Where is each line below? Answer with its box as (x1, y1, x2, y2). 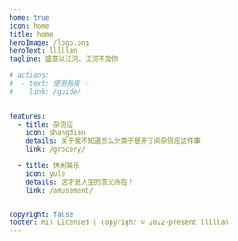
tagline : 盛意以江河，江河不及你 (9, 54, 119, 63)
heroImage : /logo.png (9, 37, 90, 47)
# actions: (9, 71, 50, 80)
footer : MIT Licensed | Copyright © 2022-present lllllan (9, 218, 229, 228)
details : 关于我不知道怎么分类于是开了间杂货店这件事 (25, 137, 201, 145)
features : (9, 112, 46, 120)
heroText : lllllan (9, 46, 78, 55)
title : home (9, 29, 53, 38)
